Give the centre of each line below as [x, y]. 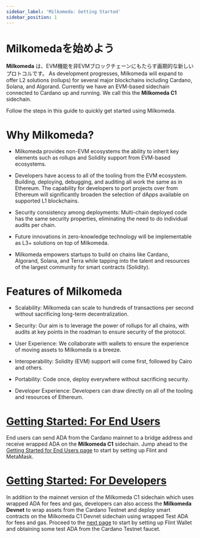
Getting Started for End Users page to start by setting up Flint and [87, 450]
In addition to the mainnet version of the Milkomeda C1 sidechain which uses [100, 497]
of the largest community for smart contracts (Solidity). [82, 267]
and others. [29, 368]
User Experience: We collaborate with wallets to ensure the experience [102, 344]
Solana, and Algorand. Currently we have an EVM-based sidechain [88, 86]
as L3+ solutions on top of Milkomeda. [62, 243]
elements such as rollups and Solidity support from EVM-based [93, 158]
